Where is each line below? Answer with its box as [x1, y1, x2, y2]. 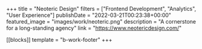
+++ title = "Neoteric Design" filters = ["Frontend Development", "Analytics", [6, 5, 197, 12]
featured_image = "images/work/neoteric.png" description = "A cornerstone [6, 18, 197, 25]
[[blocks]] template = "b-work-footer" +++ [6, 36, 113, 43]
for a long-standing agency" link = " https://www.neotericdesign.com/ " [6, 24, 182, 31]
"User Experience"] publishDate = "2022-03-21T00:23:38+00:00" [6, 11, 171, 19]
